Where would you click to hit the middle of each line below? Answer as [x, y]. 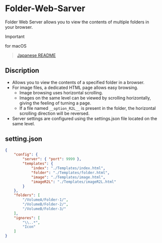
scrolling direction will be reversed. [54, 113]
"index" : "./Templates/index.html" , [68, 168]
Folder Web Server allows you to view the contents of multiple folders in [77, 22]
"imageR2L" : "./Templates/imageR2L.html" [74, 182]
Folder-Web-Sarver [45, 9]
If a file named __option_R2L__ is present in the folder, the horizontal [88, 108]
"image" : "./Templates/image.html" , [68, 177]
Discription [22, 71]
